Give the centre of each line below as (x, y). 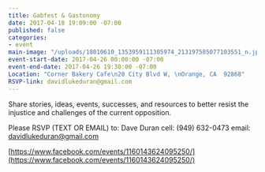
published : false (37, 30)
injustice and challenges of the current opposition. (90, 112)
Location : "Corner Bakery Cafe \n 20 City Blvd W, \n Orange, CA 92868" (127, 74)
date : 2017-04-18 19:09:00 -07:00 (65, 23)
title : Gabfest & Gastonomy (54, 15)
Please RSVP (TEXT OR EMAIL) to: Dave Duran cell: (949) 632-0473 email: (129, 128)
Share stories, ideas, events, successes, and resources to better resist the (129, 104)
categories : (28, 37)
